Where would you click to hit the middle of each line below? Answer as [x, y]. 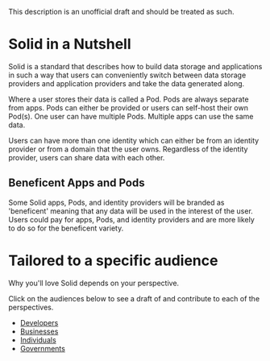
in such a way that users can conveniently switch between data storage [127, 75]
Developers [39, 322]
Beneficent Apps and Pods [77, 183]
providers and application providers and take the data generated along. [127, 83]
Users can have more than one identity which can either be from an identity [134, 140]
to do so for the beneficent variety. [66, 228]
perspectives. [31, 307]
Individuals [38, 340]
